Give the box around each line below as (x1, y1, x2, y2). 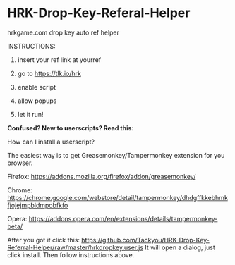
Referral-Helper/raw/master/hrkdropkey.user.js (7, 243, 143, 252)
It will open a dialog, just (144, 243, 215, 252)
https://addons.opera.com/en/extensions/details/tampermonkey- (28, 214, 218, 223)
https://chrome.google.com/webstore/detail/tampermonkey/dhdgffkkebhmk (7, 193, 228, 202)
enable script (17, 82, 56, 91)
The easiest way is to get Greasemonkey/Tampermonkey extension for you (7, 151, 225, 159)
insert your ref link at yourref (17, 55, 102, 64)
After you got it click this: (7, 235, 80, 244)
